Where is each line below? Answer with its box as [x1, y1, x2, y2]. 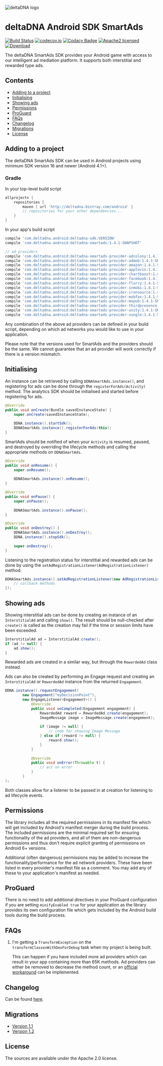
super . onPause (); [14, 499, 49, 504]
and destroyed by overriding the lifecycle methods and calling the [5, 444, 136, 450]
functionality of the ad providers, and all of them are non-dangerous [5, 835, 141, 840]
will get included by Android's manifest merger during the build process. [5, 824, 149, 830]
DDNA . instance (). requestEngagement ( [5, 688, 79, 693]
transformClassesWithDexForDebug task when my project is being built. [12, 944, 152, 951]
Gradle [5, 175, 21, 181]
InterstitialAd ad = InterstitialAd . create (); [5, 637, 101, 641]
